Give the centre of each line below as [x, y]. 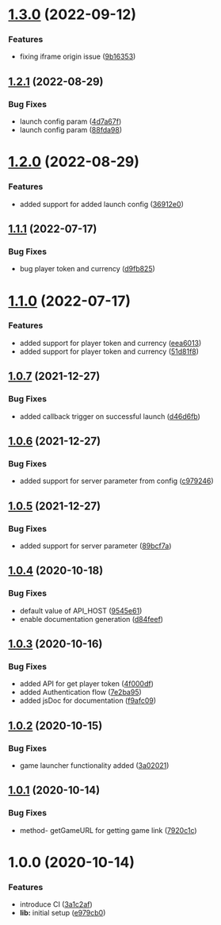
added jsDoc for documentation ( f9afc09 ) [88, 700]
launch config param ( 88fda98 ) [71, 130]
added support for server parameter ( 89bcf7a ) [95, 546]
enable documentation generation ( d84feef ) [91, 619]
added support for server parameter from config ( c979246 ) [116, 481]
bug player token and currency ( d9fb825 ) [88, 269]
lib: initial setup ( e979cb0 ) [63, 913]
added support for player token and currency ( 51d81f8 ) [109, 351]
